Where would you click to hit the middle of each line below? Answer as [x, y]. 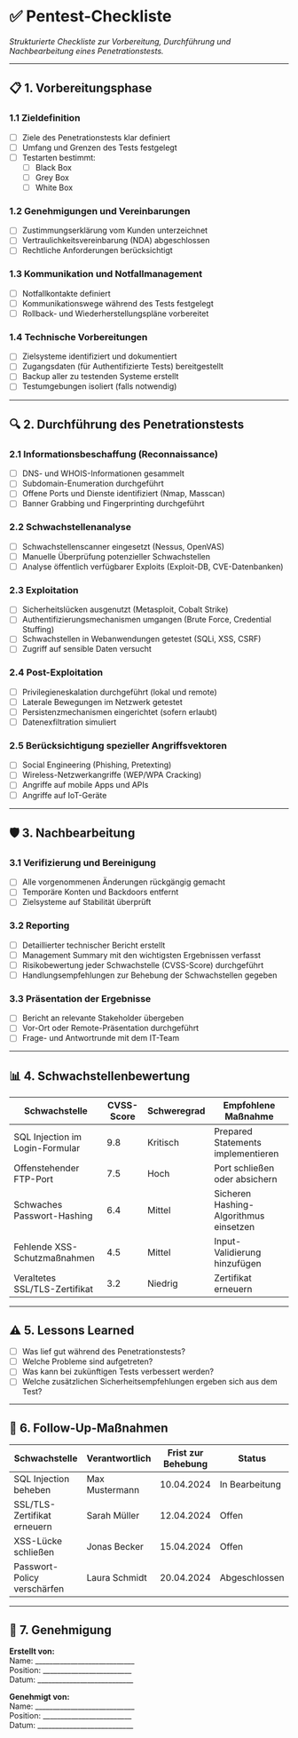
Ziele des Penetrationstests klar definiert [96, 137]
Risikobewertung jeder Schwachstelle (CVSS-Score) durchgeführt [143, 964]
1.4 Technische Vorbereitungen [78, 337]
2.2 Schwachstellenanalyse [70, 528]
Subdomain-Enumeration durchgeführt [93, 484]
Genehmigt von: [39, 1696]
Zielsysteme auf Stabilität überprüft [86, 902]
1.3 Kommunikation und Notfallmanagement [106, 274]
